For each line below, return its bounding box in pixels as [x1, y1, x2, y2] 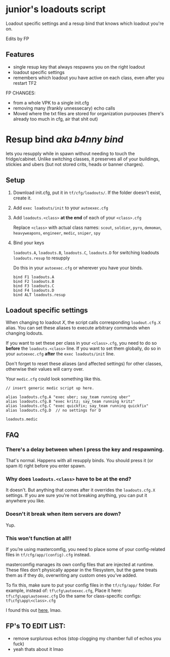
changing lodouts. [6, 330, 44, 336]
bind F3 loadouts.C [13, 283, 55, 288]
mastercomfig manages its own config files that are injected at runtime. [6, 561, 154, 567]
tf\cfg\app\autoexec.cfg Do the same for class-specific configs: [6, 593, 141, 599]
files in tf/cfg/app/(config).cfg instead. [6, 551, 91, 557]
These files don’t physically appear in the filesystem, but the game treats [6, 567, 157, 573]
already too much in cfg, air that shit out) [13, 116, 98, 122]
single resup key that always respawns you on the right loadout [13, 63, 145, 70]
